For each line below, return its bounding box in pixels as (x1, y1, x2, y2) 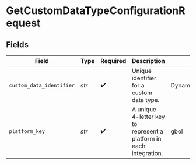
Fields (6, 40, 29, 50)
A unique (131, 106, 156, 113)
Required (100, 57, 127, 65)
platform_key (9, 128, 45, 135)
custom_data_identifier (9, 82, 75, 89)
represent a (131, 127, 163, 135)
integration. (131, 149, 163, 157)
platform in (131, 135, 162, 142)
